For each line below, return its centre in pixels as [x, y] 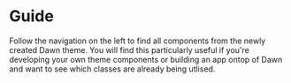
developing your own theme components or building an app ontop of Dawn [146, 59]
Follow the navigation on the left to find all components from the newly [138, 41]
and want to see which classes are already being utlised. [112, 69]
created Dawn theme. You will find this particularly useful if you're [129, 49]
